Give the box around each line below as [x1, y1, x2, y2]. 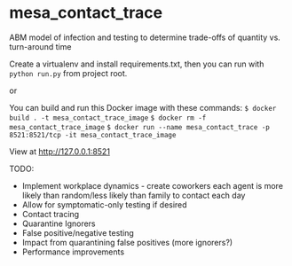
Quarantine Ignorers [21, 218, 96, 229]
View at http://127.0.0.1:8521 [9, 145, 111, 157]
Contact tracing [21, 208, 80, 219]
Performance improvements [21, 246, 125, 257]
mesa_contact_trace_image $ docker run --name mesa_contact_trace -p [9, 122, 271, 131]
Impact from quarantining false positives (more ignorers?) [21, 237, 233, 247]
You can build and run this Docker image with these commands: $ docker [9, 102, 277, 113]
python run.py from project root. [9, 67, 128, 78]
